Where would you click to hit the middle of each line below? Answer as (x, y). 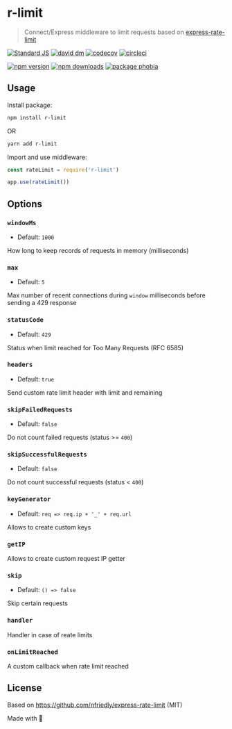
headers (20, 365)
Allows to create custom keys (49, 527)
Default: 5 (31, 282)
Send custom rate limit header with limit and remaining (85, 392)
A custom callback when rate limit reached (68, 666)
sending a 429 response (42, 303)
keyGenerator (29, 499)
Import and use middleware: (47, 157)
